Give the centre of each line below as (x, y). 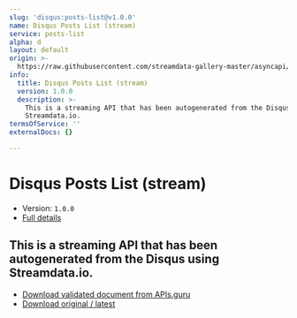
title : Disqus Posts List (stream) (83, 83)
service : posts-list (47, 34)
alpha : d (25, 42)
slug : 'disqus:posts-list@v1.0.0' (73, 17)
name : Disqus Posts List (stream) (73, 26)
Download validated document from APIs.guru (106, 294)
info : (19, 75)
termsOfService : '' (45, 125)
